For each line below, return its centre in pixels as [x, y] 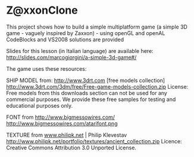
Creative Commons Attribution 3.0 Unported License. [71, 147]
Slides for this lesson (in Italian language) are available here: [80, 51]
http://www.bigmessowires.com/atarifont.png [62, 123]
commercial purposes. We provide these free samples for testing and [91, 99]
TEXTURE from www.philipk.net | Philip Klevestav [67, 135]
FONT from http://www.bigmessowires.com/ [60, 117]
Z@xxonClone [42, 10]
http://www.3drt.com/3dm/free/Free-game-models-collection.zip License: [97, 86]
